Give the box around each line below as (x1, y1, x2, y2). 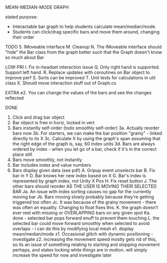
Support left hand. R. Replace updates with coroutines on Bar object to (5, 69, 150, 75)
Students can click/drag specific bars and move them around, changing (12, 29, 160, 34)
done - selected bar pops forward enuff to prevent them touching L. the (12, 215, 160, 221)
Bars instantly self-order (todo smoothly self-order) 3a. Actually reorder (12, 125, 160, 131)
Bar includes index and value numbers (12, 162, 91, 168)
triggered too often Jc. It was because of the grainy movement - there (12, 199, 157, 205)
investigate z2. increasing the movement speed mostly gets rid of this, (12, 237, 157, 242)
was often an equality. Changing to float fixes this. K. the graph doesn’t (12, 205, 159, 210)
